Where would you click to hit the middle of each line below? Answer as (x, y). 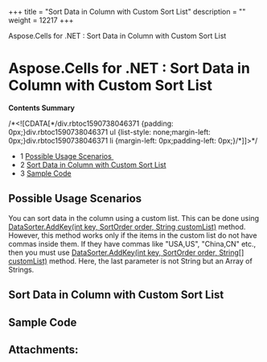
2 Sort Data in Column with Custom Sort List (93, 164)
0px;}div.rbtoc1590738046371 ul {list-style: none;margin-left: (109, 131)
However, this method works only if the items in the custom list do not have (133, 235)
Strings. (21, 269)
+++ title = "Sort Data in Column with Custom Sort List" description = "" (127, 12)
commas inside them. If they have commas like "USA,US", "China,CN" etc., (132, 243)
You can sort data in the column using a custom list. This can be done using (134, 218)
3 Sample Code (45, 173)
